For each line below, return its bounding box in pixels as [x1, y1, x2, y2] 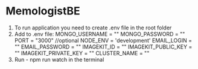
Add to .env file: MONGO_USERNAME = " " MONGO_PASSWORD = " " [14, 30, 185, 37]
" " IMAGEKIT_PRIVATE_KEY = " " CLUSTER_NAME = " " [14, 49, 150, 56]
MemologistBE [5, 4, 81, 18]
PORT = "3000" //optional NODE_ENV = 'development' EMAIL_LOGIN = [14, 37, 193, 44]
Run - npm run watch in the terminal [14, 56, 104, 63]
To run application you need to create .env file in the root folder [14, 24, 172, 31]
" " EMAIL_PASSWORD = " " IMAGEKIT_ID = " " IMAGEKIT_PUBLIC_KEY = [14, 43, 193, 50]
